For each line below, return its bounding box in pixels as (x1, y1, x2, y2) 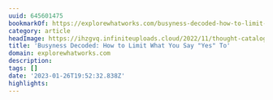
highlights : (8, 79, 49, 87)
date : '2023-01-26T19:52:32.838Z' (8, 72, 126, 80)
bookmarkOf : (8, 19, 49, 27)
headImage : (8, 34, 45, 43)
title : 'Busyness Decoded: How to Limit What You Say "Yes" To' (8, 42, 231, 50)
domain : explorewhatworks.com (8, 49, 111, 57)
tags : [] (8, 65, 38, 73)
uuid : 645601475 (8, 11, 63, 20)
